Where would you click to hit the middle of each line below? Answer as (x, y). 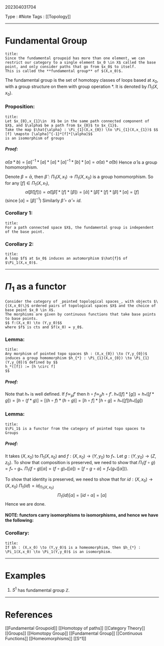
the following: (20, 520)
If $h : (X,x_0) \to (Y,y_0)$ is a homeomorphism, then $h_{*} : (73, 547)
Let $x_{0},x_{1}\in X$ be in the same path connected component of (77, 121)
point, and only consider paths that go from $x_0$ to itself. (71, 67)
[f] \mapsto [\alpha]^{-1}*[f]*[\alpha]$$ (49, 134)
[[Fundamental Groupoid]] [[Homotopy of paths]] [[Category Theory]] (75, 628)
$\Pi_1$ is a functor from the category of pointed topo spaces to (75, 428)
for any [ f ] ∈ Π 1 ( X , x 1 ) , (27, 184)
